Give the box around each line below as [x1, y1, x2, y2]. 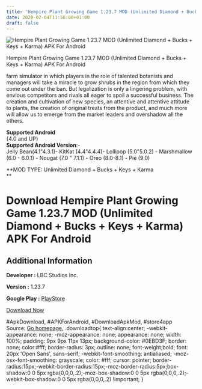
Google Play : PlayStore [6, 295, 65, 302]
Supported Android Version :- [6, 142, 81, 149]
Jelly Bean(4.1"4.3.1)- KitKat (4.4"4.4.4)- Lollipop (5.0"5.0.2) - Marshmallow [6, 148, 192, 155]
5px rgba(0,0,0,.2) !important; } [67, 376, 144, 383]
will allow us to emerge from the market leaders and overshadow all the [6, 111, 183, 118]
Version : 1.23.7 [6, 283, 45, 290]
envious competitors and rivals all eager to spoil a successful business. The [6, 91, 194, 99]
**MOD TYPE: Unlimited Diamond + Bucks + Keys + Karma [6, 166, 154, 173]
